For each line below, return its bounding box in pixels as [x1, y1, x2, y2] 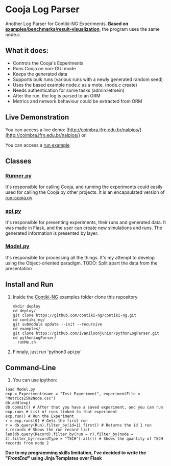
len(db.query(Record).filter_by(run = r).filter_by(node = [5, 432, 134, 437]
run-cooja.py [5, 195, 33, 201]
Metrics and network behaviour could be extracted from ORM [12, 98, 142, 104]
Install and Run [5, 280, 54, 289]
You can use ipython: [12, 377, 58, 383]
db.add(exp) [5, 400, 31, 406]
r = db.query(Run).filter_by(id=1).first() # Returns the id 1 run [5, 423, 152, 428]
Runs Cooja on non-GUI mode [12, 65, 76, 71]
